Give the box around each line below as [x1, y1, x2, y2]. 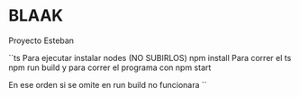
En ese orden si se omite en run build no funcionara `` [8, 79, 208, 90]
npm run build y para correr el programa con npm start [8, 62, 212, 73]
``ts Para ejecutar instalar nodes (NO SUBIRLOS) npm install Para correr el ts [8, 52, 292, 63]
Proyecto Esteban [8, 35, 74, 46]
